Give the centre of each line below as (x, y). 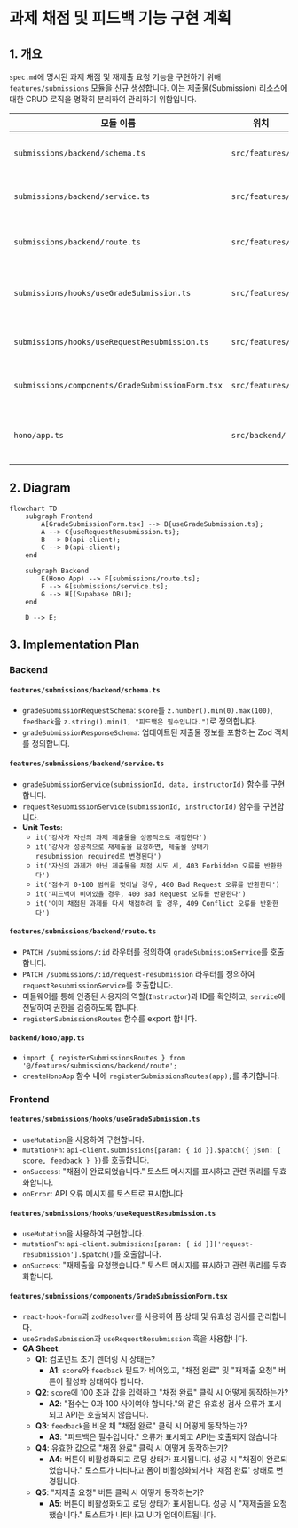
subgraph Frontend (59, 516)
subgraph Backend (57, 571)
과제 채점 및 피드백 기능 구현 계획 (121, 18)
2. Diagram (40, 488)
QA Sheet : (41, 1348)
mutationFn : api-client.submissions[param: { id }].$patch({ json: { (151, 1150)
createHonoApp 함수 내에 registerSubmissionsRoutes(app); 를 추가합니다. (151, 1076)
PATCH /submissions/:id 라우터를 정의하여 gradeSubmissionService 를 (145, 951)
